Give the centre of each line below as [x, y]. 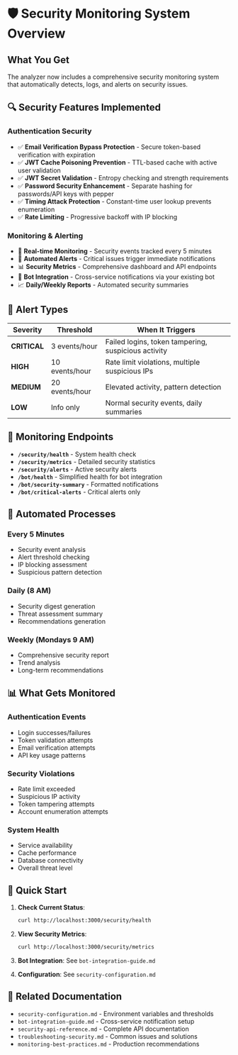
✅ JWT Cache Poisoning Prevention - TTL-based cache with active [117, 162]
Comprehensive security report [63, 655]
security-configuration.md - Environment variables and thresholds [115, 1013]
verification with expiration [56, 155]
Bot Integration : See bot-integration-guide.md [86, 960]
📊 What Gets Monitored [61, 694]
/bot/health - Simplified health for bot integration [90, 477]
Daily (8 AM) [29, 591]
